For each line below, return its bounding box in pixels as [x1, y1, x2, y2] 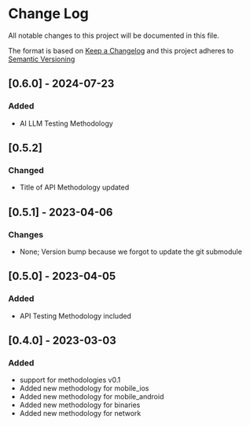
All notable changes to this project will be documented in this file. [8, 31, 220, 40]
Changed [8, 164, 45, 175]
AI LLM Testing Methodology [19, 119, 114, 128]
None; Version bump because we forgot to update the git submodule [19, 247, 242, 256]
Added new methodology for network [19, 409, 142, 418]
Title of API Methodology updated [19, 182, 130, 193]
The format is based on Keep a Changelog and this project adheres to [8, 46, 234, 55]
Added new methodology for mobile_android [19, 392, 164, 402]
